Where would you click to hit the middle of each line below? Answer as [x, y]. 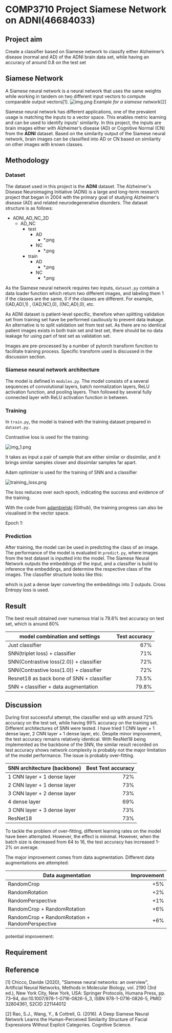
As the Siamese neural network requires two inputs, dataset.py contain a [82, 287]
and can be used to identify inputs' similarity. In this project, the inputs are [83, 122]
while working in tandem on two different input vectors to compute [76, 96]
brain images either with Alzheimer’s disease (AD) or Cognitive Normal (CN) [85, 128]
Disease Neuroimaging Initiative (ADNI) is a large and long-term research [82, 192]
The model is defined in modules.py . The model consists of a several [77, 381]
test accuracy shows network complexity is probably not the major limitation [86, 750]
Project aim [24, 39]
